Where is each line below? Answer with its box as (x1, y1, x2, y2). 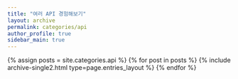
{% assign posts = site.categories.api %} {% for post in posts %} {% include (7, 56, 231, 64)
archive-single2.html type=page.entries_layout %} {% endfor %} (7, 63, 197, 72)
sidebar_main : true (7, 37, 65, 44)
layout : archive (7, 17, 55, 24)
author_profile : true (7, 30, 72, 37)
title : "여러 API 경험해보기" (7, 10, 87, 18)
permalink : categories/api (7, 23, 87, 30)
